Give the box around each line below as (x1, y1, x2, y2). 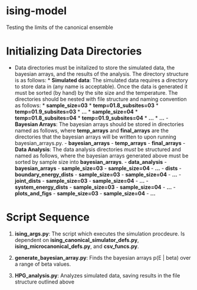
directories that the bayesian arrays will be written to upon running (14, 133, 177, 140)
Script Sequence (6, 211, 90, 224)
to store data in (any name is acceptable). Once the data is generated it (14, 83, 188, 90)
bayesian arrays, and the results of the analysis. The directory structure (14, 70, 189, 78)
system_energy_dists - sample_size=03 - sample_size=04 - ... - (14, 183, 176, 191)
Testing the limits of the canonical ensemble (6, 24, 113, 31)
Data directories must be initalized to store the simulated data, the (14, 64, 175, 71)
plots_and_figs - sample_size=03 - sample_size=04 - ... (14, 189, 156, 196)
